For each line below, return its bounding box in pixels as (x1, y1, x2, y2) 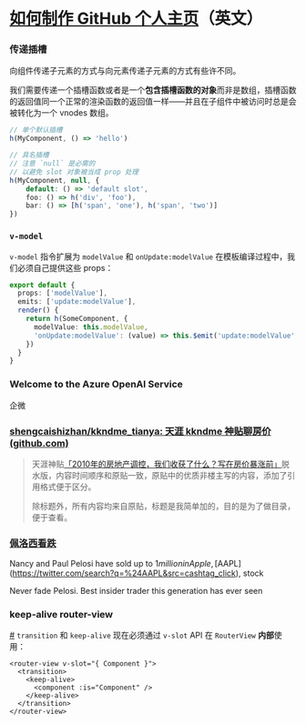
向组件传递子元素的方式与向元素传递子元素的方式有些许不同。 (9, 65, 241, 76)
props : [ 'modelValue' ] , (17, 288, 107, 298)
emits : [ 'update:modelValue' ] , (17, 297, 137, 307)
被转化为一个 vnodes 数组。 (9, 107, 114, 118)
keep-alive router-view (9, 608, 114, 621)
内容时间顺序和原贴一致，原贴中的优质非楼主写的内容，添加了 (56, 469, 288, 480)
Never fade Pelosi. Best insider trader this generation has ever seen (9, 586, 263, 597)
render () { (17, 306, 59, 315)
